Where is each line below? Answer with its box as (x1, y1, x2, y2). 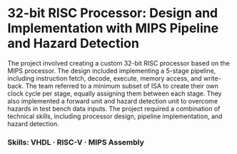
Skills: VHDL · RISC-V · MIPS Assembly (7, 137, 145, 147)
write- (203, 73, 221, 83)
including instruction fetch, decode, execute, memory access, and (7, 73, 202, 83)
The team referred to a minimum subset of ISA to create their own (25, 81, 219, 90)
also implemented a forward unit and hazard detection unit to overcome (7, 96, 218, 105)
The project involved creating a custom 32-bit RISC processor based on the (7, 58, 230, 67)
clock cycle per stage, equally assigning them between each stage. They (7, 89, 222, 98)
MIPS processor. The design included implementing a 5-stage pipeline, (7, 66, 216, 75)
